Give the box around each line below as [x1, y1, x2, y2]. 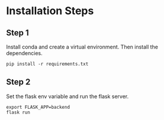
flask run [6, 109, 31, 115]
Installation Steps [6, 4, 94, 18]
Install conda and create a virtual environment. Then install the [6, 43, 159, 50]
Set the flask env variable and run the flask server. [6, 93, 129, 100]
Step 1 [6, 28, 30, 38]
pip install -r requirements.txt [6, 61, 89, 67]
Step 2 [6, 77, 31, 87]
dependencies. [6, 50, 43, 57]
